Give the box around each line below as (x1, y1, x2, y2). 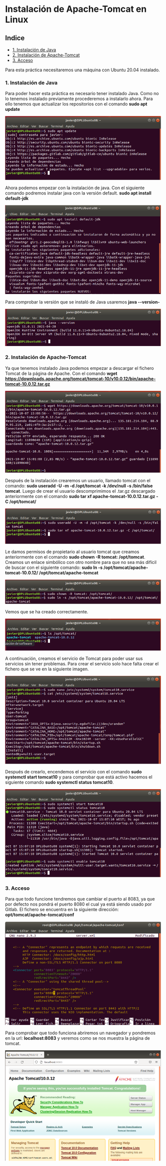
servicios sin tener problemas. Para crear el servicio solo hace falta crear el (5, 661, 159, 667)
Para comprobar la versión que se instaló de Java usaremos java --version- (5, 299, 160, 305)
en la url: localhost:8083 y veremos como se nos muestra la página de (5, 1035, 150, 1041)
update (5, 106, 20, 112)
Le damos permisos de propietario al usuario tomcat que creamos (5, 549, 139, 555)
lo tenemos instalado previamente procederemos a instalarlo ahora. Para (5, 96, 153, 102)
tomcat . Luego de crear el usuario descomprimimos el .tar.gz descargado (5, 488, 156, 494)
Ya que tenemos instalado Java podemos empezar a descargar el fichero (5, 365, 154, 371)
